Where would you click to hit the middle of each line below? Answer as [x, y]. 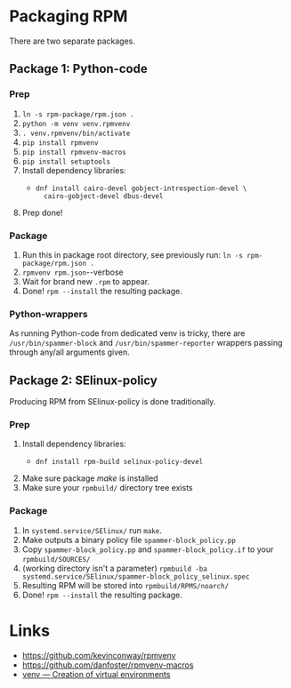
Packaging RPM [69, 16]
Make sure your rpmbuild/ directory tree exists [107, 488]
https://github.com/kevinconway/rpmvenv [99, 655]
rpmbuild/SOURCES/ [56, 559]
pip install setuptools [66, 162]
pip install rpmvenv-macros [74, 152]
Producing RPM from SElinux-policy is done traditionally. [113, 402]
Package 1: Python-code [79, 69]
